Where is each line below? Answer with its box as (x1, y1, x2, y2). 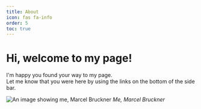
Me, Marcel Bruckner (112, 96, 165, 103)
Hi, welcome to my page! (6, 52, 132, 65)
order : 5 (6, 20, 28, 26)
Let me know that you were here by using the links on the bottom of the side (6, 78, 196, 85)
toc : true (6, 25, 31, 32)
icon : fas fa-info (6, 14, 52, 20)
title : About (6, 8, 39, 15)
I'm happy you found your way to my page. (6, 72, 113, 79)
